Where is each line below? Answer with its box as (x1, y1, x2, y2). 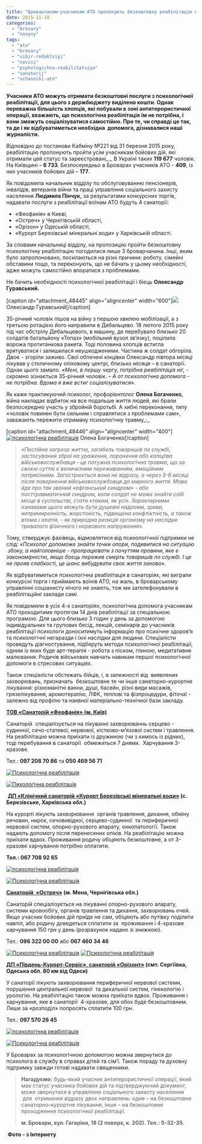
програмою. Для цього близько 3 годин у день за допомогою (6, 615, 165, 622)
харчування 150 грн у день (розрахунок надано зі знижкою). (6, 926, 162, 934)
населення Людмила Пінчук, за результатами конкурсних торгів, (6, 192, 176, 200)
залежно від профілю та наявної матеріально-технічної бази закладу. (6, 697, 185, 704)
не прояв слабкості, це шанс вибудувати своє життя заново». (6, 560, 167, 567)
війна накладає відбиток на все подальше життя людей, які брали (6, 397, 176, 405)
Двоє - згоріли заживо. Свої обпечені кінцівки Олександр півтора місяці (6, 353, 193, 361)
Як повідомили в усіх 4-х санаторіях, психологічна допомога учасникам (6, 602, 193, 610)
